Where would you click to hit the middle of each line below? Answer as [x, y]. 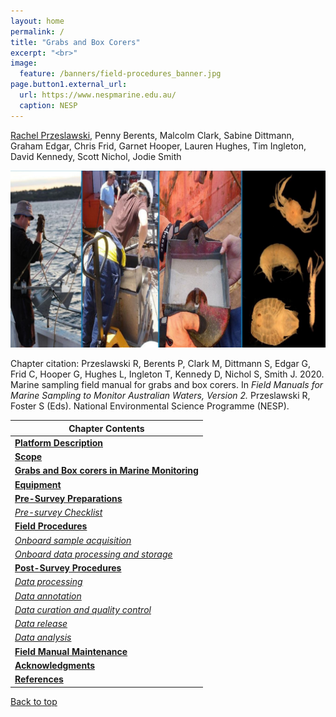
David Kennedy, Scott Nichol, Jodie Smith [96, 156]
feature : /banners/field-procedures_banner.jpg [120, 74]
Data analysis [43, 637]
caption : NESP [48, 105]
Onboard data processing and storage [93, 554]
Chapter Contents [106, 428]
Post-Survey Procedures [68, 568]
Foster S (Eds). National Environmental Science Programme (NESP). [150, 406]
